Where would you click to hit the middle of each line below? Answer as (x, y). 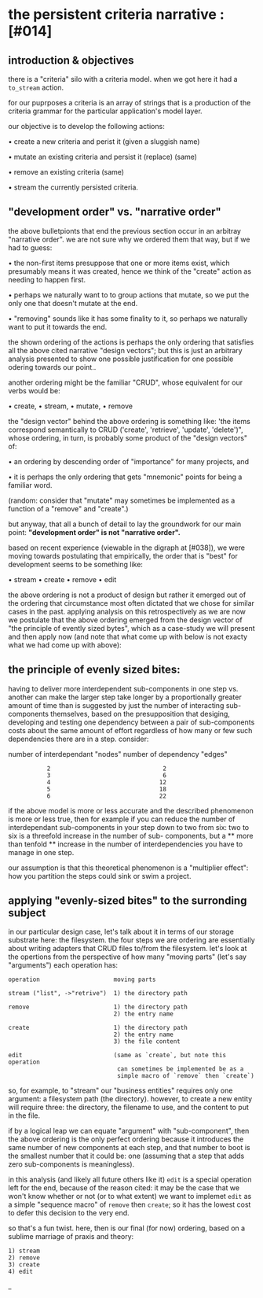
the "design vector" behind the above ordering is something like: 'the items (130, 421)
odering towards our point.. (52, 367)
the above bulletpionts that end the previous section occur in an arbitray (125, 230)
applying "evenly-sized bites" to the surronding (128, 901)
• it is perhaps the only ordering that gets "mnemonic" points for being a (125, 477)
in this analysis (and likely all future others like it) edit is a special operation (130, 1180)
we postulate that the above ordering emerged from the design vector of (125, 620)
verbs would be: (34, 390)
